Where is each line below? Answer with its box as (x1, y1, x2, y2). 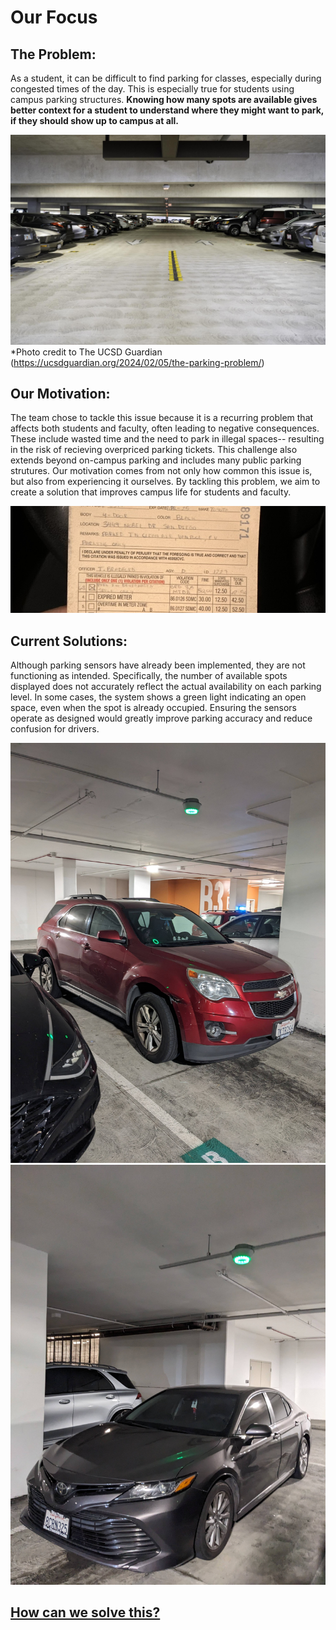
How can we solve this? (10, 1604, 161, 1621)
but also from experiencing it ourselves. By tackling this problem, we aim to (10, 476, 321, 488)
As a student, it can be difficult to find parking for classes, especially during (10, 72, 322, 84)
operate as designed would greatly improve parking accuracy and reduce (10, 712, 313, 724)
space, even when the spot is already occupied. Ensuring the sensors (10, 701, 298, 713)
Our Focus (10, 6, 98, 29)
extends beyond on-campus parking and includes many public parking (10, 454, 302, 466)
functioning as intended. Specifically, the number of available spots (10, 669, 288, 681)
